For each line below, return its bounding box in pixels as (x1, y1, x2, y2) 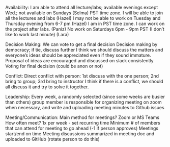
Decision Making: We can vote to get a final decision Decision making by (5, 41, 158, 47)
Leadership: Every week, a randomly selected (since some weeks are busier (5, 94, 165, 100)
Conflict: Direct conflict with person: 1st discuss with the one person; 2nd (5, 73, 159, 79)
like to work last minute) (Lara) (5, 32, 69, 37)
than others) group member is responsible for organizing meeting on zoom (5, 99, 162, 105)
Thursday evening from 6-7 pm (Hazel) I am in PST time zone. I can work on (5, 20, 165, 27)
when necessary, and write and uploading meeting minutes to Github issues (5, 105, 164, 110)
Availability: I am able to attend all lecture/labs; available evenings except (5, 5, 158, 10)
